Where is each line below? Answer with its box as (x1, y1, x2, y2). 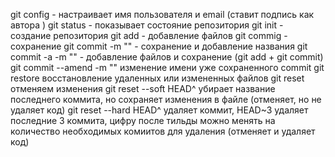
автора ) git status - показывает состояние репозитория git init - (10, 19, 284, 31)
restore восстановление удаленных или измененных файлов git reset (10, 72, 305, 84)
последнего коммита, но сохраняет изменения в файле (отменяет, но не (10, 94, 322, 105)
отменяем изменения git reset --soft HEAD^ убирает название (10, 83, 276, 94)
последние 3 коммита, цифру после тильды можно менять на (10, 115, 276, 126)
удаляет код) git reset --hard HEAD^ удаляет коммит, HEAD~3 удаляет (10, 104, 309, 116)
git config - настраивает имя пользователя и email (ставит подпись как (10, 9, 315, 20)
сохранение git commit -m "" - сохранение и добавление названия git (10, 40, 308, 52)
